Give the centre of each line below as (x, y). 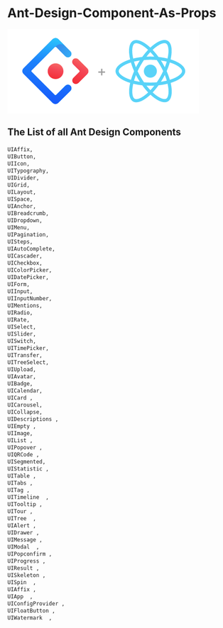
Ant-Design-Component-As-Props (112, 13)
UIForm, (19, 284)
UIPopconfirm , (30, 554)
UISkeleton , (27, 575)
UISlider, (22, 334)
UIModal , (23, 547)
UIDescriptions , (33, 419)
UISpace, (20, 199)
